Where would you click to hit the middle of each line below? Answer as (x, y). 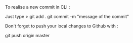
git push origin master (27, 35)
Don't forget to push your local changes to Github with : (62, 26)
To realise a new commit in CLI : (38, 7)
